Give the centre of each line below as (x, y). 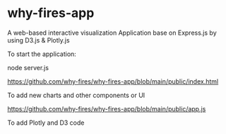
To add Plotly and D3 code (46, 123)
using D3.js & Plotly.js (38, 40)
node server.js (28, 67)
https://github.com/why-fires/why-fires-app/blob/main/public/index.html (113, 81)
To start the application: (42, 54)
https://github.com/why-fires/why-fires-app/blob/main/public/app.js (107, 108)
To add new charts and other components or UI (76, 95)
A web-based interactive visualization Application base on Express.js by (112, 33)
